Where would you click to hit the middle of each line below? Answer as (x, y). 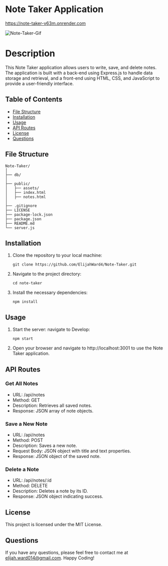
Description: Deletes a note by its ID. (50, 491)
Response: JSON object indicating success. (58, 496)
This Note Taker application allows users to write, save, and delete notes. (81, 67)
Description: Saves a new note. (45, 446)
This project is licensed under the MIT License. (54, 525)
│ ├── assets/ (22, 188)
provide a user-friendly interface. (39, 83)
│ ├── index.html (26, 192)
